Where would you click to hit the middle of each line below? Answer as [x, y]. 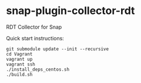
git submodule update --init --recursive [58, 49]
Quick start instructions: [35, 38]
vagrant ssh [21, 64]
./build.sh [19, 74]
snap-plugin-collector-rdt [70, 11]
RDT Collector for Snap [34, 27]
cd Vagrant [19, 54]
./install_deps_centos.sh [38, 69]
